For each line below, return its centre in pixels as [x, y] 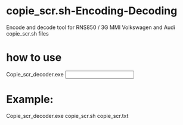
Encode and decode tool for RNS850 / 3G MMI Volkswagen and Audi [91, 27]
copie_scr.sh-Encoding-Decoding [92, 11]
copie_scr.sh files [27, 33]
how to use [34, 58]
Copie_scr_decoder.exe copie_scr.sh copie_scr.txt [67, 116]
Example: [30, 100]
